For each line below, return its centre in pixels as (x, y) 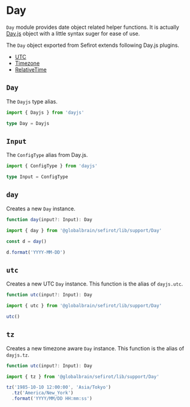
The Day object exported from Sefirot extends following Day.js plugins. (93, 45)
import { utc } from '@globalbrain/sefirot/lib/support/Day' (84, 306)
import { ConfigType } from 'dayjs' (52, 166)
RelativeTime (31, 69)
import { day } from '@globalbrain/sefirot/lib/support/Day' (84, 230)
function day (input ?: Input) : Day (49, 219)
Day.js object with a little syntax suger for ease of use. (73, 33)
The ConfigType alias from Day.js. (47, 155)
